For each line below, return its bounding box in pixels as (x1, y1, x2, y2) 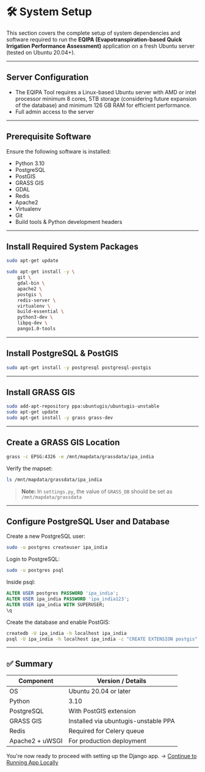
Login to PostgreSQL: (6, 555, 60, 563)
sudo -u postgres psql (6, 567, 64, 574)
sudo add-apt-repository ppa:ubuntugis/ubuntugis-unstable (6, 403, 160, 410)
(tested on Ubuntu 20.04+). (6, 48, 76, 56)
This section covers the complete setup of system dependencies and (6, 29, 181, 37)
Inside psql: (6, 579, 35, 586)
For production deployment (68, 737, 146, 745)
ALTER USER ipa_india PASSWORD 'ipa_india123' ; (6, 596, 130, 602)
